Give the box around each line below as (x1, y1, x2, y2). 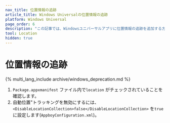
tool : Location (5, 31, 37, 36)
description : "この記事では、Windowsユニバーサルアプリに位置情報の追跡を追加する (5, 26, 162, 31)
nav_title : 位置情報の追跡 (5, 7, 57, 13)
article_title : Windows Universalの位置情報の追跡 (5, 12, 108, 17)
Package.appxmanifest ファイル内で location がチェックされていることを (12, 87, 163, 93)
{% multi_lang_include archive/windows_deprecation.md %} (5, 76, 131, 82)
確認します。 (12, 93, 39, 99)
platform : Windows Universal (5, 17, 67, 22)
